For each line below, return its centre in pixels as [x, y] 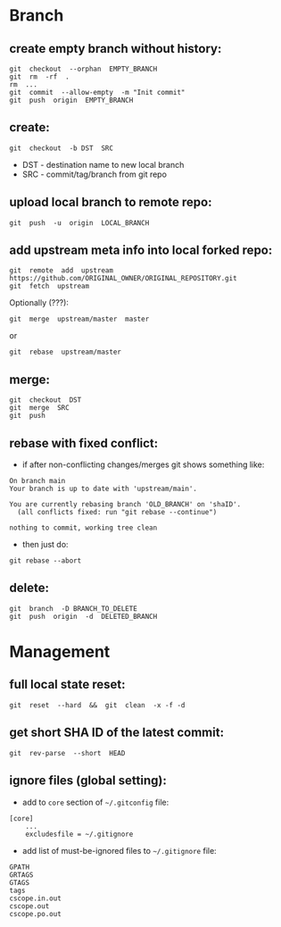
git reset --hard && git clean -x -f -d [97, 705]
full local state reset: [68, 685]
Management [60, 652]
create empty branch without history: [116, 49]
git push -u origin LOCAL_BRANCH [79, 223]
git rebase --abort [45, 561]
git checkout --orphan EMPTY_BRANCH [83, 69]
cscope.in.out [36, 898]
